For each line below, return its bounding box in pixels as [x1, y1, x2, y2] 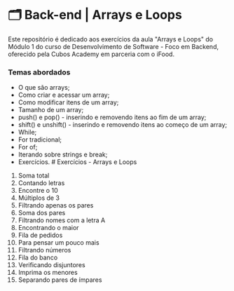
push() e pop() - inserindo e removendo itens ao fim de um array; [18, 113, 207, 121]
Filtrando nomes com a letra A [18, 216, 106, 224]
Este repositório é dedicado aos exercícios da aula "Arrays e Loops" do [8, 34, 213, 43]
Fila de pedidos [18, 231, 63, 240]
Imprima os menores [18, 269, 78, 277]
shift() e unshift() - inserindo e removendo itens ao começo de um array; [18, 121, 228, 129]
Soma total [18, 171, 50, 180]
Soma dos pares [18, 209, 66, 217]
